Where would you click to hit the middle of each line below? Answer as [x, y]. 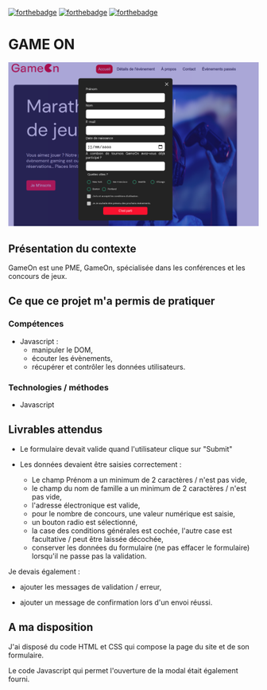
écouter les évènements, [72, 358]
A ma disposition [51, 627]
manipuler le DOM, [62, 350]
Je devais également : [44, 571]
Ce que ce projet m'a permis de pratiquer [112, 302]
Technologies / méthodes [58, 387]
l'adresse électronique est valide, [86, 505]
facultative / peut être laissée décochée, [98, 539]
